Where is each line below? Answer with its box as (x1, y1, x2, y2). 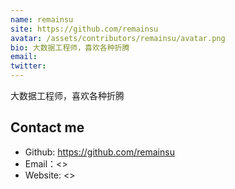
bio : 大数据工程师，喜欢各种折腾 (10, 42, 130, 53)
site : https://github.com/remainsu (10, 24, 159, 34)
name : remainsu (10, 14, 74, 25)
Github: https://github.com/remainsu (24, 146, 175, 158)
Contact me (10, 119, 85, 136)
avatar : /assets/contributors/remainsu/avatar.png (10, 33, 226, 43)
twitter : (10, 61, 47, 71)
